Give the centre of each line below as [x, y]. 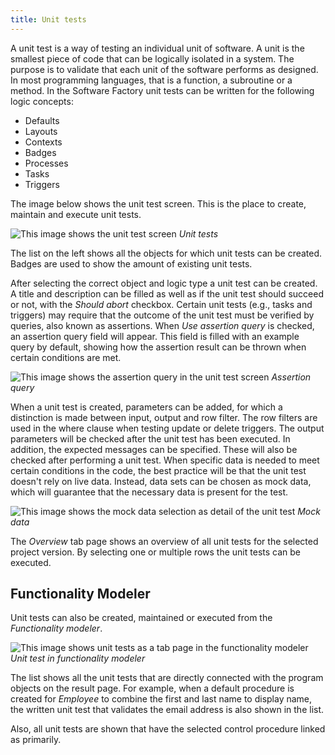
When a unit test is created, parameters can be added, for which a [146, 407]
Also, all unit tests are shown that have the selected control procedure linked [168, 729]
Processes [46, 163]
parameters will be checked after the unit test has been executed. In [150, 438]
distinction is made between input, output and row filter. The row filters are [164, 417]
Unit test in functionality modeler [78, 658]
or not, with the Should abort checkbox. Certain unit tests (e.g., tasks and [161, 304]
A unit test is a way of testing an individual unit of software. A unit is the [157, 48]
